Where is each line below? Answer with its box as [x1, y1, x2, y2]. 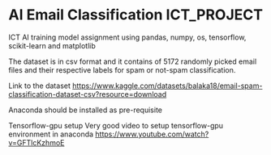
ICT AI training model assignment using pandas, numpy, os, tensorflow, [8, 32, 247, 42]
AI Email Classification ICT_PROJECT [8, 6, 264, 24]
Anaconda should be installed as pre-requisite [8, 105, 162, 115]
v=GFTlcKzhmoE [8, 137, 65, 147]
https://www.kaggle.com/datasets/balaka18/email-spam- [71, 81, 263, 90]
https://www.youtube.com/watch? [95, 129, 209, 139]
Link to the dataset [8, 81, 71, 90]
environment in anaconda [8, 129, 94, 139]
